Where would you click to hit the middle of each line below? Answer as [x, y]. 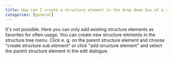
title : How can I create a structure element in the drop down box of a [84, 10]
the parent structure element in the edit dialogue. [57, 51]
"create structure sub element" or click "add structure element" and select [84, 45]
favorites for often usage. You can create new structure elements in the [80, 35]
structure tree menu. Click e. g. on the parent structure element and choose [85, 40]
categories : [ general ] [29, 15]
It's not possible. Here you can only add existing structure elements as [80, 29]
